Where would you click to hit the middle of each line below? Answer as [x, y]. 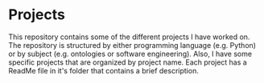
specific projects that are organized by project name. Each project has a [128, 62]
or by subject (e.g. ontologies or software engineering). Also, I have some [130, 53]
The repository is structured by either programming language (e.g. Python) [132, 45]
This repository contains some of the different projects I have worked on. [129, 37]
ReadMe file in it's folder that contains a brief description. [103, 70]
